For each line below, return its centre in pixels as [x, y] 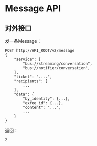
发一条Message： [23, 41]
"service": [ [28, 59]
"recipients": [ [31, 81]
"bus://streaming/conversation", [58, 64]
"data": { [24, 94]
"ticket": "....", [33, 77]
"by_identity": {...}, [47, 99]
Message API [33, 9]
